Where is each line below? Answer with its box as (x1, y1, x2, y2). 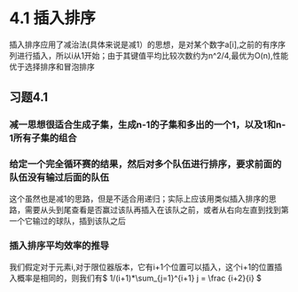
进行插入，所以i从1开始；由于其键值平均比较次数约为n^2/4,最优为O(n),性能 (16, 50, 289, 60)
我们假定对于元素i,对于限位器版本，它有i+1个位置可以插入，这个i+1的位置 (9, 261, 275, 272)
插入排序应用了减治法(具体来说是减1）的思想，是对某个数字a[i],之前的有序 (9, 39, 278, 50)
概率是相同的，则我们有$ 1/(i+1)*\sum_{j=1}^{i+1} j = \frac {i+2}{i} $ (16, 272, 262, 283)
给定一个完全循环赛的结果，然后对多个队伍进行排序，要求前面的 (9, 158, 282, 170)
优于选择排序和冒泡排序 (9, 61, 95, 72)
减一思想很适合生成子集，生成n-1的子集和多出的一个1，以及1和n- (9, 119, 286, 131)
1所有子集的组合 (9, 132, 77, 145)
